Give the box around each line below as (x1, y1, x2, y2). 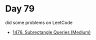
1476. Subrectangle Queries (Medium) (12, 29, 91, 35)
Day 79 (5, 3, 35, 14)
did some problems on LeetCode (5, 19, 73, 25)
